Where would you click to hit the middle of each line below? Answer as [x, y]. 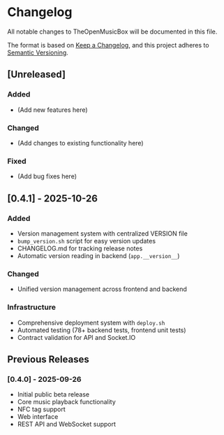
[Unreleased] [37, 74]
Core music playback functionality [67, 402]
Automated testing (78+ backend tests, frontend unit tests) [102, 330]
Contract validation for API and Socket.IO [76, 337]
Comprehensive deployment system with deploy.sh [91, 322]
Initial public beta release [53, 394]
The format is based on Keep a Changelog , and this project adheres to [108, 45]
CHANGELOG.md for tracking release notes [80, 248]
